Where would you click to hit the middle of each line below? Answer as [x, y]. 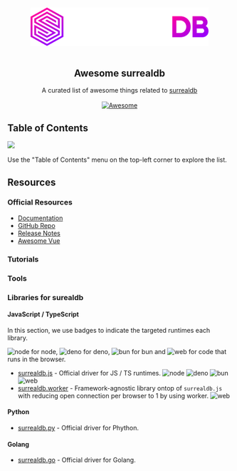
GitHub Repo [36, 225]
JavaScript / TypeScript [43, 314]
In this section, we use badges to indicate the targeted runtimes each [109, 330]
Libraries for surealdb [46, 297]
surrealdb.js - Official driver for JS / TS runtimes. [89, 373]
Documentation [40, 218]
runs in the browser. [37, 359]
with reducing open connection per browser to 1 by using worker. [113, 395]
